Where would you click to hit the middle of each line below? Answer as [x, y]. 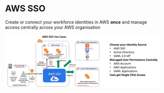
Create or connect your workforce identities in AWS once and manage [76, 22]
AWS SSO [25, 9]
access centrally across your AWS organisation [53, 27]
